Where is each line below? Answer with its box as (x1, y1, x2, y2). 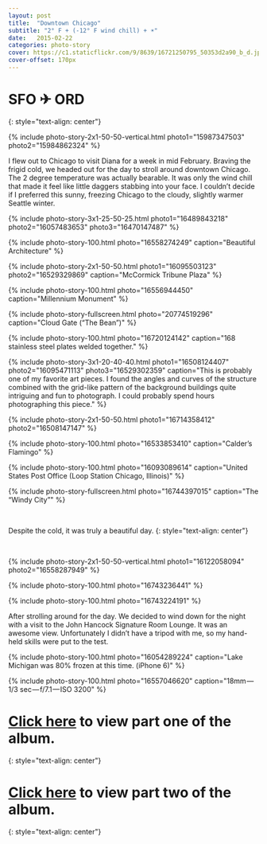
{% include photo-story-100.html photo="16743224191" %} (8, 596, 202, 605)
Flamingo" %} (8, 447, 54, 456)
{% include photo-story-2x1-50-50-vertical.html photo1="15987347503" (8, 132, 245, 142)
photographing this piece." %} (8, 399, 107, 408)
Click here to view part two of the (8, 783, 232, 801)
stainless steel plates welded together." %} (8, 342, 149, 351)
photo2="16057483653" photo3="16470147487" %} (8, 222, 180, 232)
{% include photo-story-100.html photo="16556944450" (8, 285, 194, 295)
